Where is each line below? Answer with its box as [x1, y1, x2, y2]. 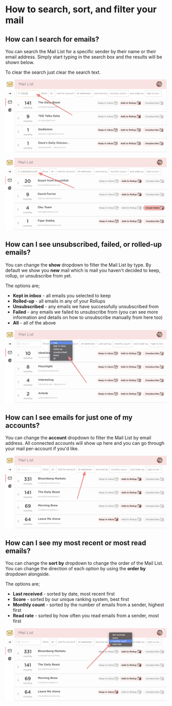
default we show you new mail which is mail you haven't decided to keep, [5, 267, 161, 273]
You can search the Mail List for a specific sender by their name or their [5, 49, 156, 54]
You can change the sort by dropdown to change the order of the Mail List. [5, 560, 164, 566]
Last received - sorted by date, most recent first [12, 591, 115, 597]
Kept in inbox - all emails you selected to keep [12, 292, 111, 298]
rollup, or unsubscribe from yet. [5, 272, 72, 279]
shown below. [5, 59, 35, 65]
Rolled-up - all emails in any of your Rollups [12, 298, 106, 304]
